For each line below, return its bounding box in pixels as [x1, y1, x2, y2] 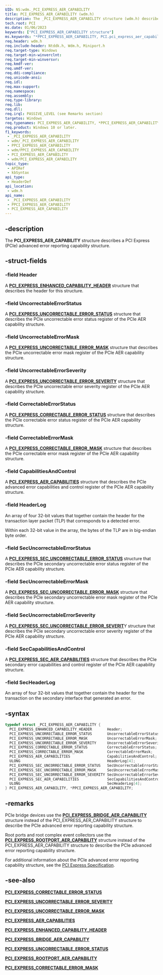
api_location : [5, 184, 34, 189]
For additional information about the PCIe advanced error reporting [5, 857, 139, 863]
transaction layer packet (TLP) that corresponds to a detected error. [5, 518, 141, 524]
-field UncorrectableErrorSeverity [5, 367, 86, 374]
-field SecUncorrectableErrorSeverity [5, 612, 96, 619]
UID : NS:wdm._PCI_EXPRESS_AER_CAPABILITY [5, 7, 90, 12]
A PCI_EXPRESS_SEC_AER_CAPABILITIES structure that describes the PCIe [5, 656, 157, 662]
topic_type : [5, 161, 29, 166]
